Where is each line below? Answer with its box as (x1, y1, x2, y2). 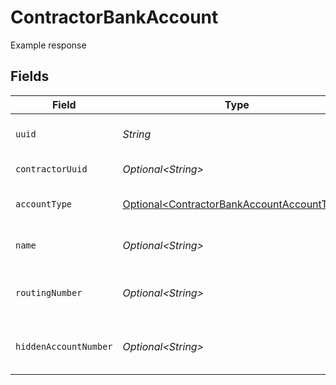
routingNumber (15, 287, 83, 298)
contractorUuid (15, 163, 88, 175)
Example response (10, 39, 87, 51)
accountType (15, 198, 73, 210)
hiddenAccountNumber (15, 341, 113, 352)
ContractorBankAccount (10, 6, 219, 29)
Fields (10, 68, 50, 85)
